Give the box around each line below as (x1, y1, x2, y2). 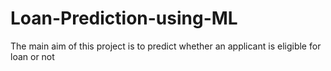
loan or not (10, 50, 55, 62)
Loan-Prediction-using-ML (10, 7, 238, 30)
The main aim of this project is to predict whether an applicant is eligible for (10, 40, 322, 52)
